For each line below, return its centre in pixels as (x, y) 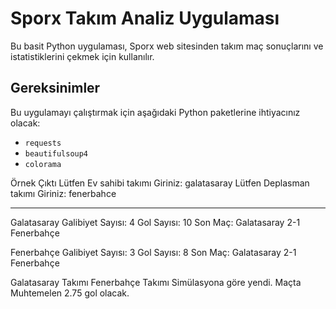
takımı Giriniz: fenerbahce (63, 193)
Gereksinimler (55, 88)
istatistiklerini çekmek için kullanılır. (82, 56)
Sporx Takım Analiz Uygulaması (145, 18)
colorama (43, 164)
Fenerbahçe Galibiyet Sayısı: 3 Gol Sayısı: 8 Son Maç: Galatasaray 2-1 (153, 252)
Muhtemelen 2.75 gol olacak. (70, 293)
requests (43, 143)
